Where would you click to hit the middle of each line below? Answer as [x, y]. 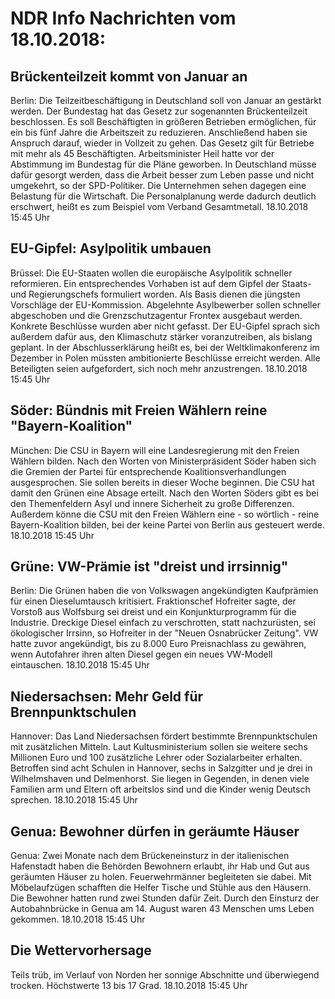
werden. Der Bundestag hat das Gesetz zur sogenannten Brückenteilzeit [159, 111]
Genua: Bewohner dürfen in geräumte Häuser [155, 831]
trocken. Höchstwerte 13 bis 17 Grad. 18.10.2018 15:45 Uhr [129, 985]
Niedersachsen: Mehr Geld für [107, 696]
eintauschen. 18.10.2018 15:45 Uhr [80, 665]
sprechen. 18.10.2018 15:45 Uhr [74, 800]
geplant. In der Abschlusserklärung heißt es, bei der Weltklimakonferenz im [165, 347]
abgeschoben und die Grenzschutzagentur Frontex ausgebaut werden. [156, 315]
